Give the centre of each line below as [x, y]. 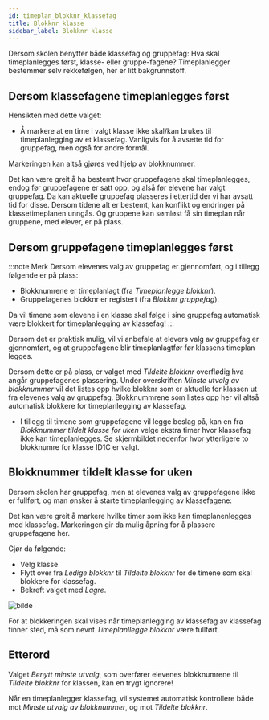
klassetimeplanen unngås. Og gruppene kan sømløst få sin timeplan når [127, 213]
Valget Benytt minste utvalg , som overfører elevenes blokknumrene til [124, 674]
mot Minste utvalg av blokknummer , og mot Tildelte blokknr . [108, 707]
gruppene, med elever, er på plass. [66, 222]
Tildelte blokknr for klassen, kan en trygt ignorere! [91, 683]
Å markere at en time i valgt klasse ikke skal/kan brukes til [116, 131]
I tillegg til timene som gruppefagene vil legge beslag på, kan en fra [131, 422]
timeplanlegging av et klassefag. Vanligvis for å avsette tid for [122, 140]
